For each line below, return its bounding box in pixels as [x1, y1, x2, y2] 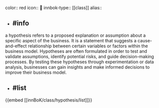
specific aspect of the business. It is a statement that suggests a [5, 37, 137, 43]
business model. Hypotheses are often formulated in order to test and [5, 48, 148, 54]
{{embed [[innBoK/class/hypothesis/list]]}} [5, 97, 93, 103]
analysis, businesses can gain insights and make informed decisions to [5, 64, 150, 70]
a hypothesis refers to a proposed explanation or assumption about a [5, 32, 146, 38]
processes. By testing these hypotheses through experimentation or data [5, 59, 155, 65]
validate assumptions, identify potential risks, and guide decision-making [5, 53, 155, 59]
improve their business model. [5, 69, 67, 75]
